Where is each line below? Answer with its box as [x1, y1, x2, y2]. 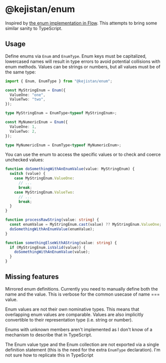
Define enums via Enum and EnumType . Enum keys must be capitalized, [5, 53, 147, 59]
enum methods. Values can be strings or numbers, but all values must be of [5, 63, 161, 69]
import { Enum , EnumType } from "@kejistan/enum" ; [5, 78, 113, 83]
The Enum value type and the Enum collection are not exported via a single [5, 341, 160, 348]
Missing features [5, 273, 59, 281]
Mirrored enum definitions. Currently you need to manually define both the [5, 286, 158, 292]
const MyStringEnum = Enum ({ [5, 87, 66, 93]
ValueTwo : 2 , [9, 129, 37, 134]
